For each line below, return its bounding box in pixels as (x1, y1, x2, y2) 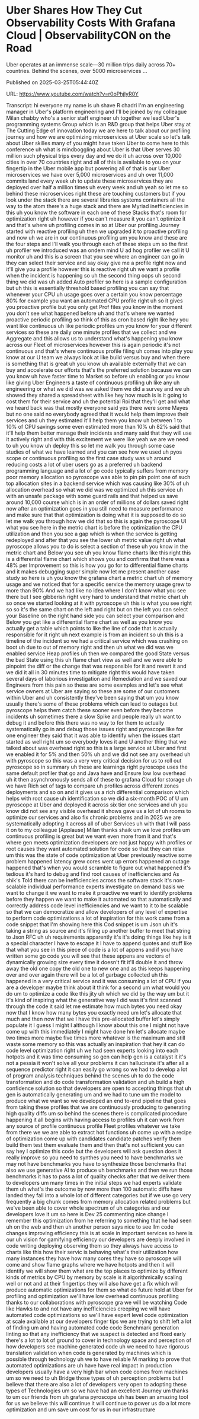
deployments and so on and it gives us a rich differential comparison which (6, 788, 190, 795)
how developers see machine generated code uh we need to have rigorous (6, 1343, 190, 1350)
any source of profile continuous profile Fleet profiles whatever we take (6, 1122, 181, 1130)
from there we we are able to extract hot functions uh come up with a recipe (6, 1128, 192, 1136)
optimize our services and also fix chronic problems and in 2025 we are (6, 814, 181, 821)
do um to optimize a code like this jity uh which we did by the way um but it (6, 990, 190, 997)
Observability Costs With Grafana (6, 16, 176, 30)
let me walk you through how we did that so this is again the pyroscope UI (6, 517, 187, 525)
